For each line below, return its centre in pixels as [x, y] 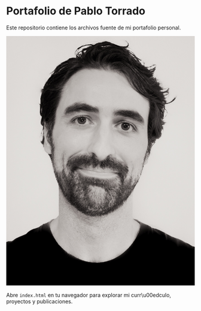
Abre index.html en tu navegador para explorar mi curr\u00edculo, [89, 295]
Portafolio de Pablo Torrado [76, 11]
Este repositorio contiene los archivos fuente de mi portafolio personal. [94, 28]
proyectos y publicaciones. [39, 301]
